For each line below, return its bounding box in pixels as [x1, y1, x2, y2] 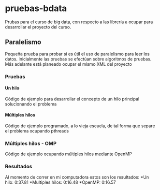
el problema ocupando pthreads [5, 128, 69, 134]
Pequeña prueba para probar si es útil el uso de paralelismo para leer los [5, 51, 150, 57]
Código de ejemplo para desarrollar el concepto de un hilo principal [5, 96, 140, 102]
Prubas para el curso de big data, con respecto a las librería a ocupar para [5, 19, 153, 25]
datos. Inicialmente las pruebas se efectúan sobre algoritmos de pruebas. [5, 56, 152, 62]
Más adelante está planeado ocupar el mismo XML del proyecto [5, 61, 132, 67]
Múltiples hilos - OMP [5, 140, 57, 146]
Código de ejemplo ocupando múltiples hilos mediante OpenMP [5, 151, 132, 157]
